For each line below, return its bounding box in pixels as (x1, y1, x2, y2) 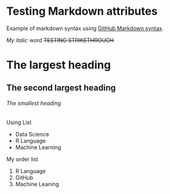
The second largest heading (6, 82, 116, 93)
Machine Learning (15, 143, 61, 151)
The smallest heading (6, 99, 61, 107)
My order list (6, 155, 39, 163)
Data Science (15, 130, 50, 138)
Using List (6, 118, 32, 126)
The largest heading (6, 58, 111, 72)
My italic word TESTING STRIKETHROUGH (6, 36, 114, 44)
